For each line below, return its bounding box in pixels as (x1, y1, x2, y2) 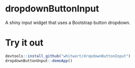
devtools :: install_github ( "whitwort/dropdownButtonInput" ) (5, 53, 131, 58)
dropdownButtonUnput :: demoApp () (5, 58, 72, 63)
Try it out (5, 37, 43, 48)
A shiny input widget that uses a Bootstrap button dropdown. (5, 19, 130, 25)
